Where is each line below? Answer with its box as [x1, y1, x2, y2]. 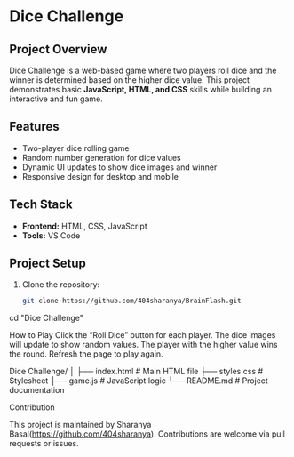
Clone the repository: [21, 279, 100, 290]
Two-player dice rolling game [21, 142, 130, 153]
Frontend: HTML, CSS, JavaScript [21, 220, 148, 231]
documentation [9, 385, 65, 396]
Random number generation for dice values [21, 152, 181, 163]
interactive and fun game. [9, 93, 104, 104]
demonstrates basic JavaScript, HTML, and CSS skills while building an [9, 84, 273, 94]
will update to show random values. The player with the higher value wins [9, 340, 278, 350]
